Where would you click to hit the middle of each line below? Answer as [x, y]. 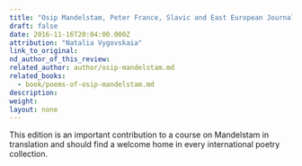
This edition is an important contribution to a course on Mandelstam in [139, 135]
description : [34, 92]
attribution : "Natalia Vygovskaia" [76, 43]
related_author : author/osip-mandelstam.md [92, 68]
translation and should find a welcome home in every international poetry [145, 144]
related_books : [38, 76]
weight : [24, 101]
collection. [29, 154]
